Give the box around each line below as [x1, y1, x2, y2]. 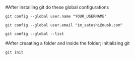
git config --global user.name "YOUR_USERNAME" [5, 14, 107, 19]
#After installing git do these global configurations [5, 4, 109, 10]
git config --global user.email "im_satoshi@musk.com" [5, 22, 123, 27]
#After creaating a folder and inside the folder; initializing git [5, 40, 130, 46]
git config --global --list [5, 31, 64, 36]
